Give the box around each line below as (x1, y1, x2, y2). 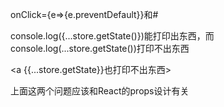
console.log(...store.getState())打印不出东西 (10, 43, 190, 54)
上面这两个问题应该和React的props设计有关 (10, 85, 190, 97)
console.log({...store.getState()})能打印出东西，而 (10, 30, 215, 42)
